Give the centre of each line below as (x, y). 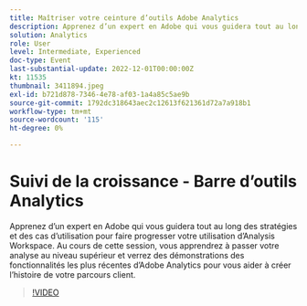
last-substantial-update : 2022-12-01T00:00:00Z (102, 69)
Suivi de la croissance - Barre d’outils (153, 181)
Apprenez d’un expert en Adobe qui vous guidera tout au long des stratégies (153, 226)
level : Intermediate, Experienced (75, 52)
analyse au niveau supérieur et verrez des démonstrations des (127, 255)
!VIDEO (45, 292)
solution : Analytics (49, 35)
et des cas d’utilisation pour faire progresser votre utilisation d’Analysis (143, 236)
